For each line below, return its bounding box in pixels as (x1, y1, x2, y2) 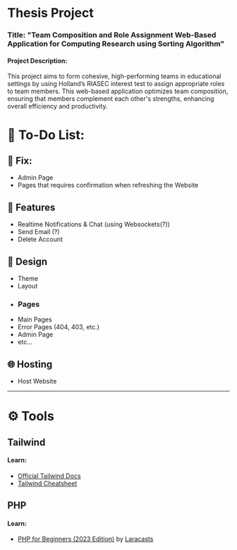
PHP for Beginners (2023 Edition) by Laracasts (17, 534, 154, 544)
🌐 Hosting (7, 358, 53, 370)
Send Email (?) (17, 228, 60, 236)
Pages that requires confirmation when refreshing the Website (17, 181, 199, 190)
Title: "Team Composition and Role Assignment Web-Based (7, 30, 217, 40)
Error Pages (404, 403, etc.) (17, 323, 100, 331)
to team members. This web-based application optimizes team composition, (7, 87, 229, 96)
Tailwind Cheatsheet (17, 479, 78, 487)
